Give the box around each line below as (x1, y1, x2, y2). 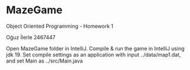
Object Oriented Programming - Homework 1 (6, 23, 113, 30)
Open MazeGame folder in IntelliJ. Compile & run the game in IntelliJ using (6, 45, 185, 52)
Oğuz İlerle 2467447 (6, 34, 56, 40)
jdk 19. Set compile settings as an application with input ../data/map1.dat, (6, 51, 181, 58)
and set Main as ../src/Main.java (6, 57, 83, 64)
